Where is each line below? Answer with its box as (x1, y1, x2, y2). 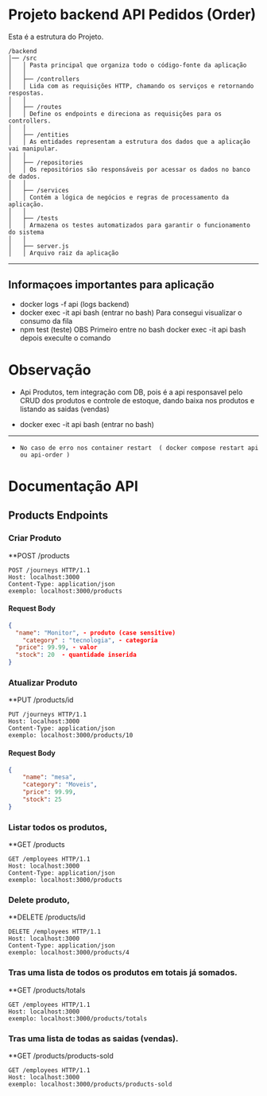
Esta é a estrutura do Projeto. (8, 32, 104, 41)
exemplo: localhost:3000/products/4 (8, 949, 130, 957)
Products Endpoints (8, 509, 109, 523)
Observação (8, 360, 91, 379)
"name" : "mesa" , (22, 773, 77, 781)
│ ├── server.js (8, 242, 69, 250)
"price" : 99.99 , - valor (15, 643, 98, 651)
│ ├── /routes (8, 103, 62, 111)
